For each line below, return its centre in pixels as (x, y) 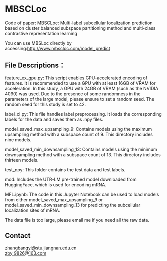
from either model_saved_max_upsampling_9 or (54, 200)
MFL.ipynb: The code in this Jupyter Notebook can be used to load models (82, 194)
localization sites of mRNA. (33, 210)
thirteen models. (22, 160)
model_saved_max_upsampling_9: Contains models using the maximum (79, 129)
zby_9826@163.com (26, 253)
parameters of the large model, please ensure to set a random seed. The (80, 99)
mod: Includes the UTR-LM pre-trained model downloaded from (71, 179)
